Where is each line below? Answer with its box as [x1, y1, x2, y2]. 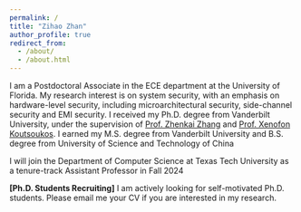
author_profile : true [9, 30, 92, 39]
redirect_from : [9, 38, 67, 48]
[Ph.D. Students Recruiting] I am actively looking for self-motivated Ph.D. [9, 183, 285, 193]
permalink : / [9, 13, 59, 23]
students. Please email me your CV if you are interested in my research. [9, 192, 277, 203]
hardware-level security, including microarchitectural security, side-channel [9, 100, 293, 110]
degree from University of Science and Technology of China [9, 138, 234, 149]
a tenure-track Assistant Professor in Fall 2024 [9, 165, 184, 176]
